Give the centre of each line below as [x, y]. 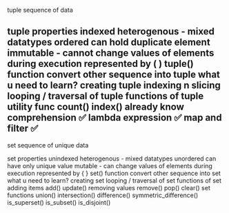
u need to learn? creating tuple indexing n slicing [114, 85]
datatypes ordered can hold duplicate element [109, 42]
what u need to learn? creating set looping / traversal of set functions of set [114, 180]
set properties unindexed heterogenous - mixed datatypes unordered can [112, 159]
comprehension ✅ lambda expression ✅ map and [114, 118]
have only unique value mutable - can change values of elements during [110, 165]
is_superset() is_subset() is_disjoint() [59, 202]
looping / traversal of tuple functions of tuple [106, 96]
